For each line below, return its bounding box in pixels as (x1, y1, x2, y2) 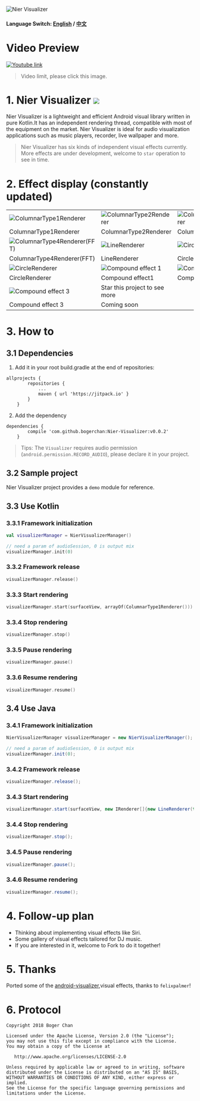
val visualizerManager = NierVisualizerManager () (6, 532, 132, 539)
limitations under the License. (6, 1090, 86, 1096)
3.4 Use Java (6, 703, 56, 713)
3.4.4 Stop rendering (6, 820, 68, 828)
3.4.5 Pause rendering (6, 848, 73, 856)
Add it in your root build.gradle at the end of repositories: (14, 364, 155, 371)
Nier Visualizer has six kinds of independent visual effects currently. (20, 144, 188, 151)
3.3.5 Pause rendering (6, 645, 72, 654)
